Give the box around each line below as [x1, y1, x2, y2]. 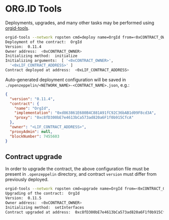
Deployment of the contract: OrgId [5, 39, 82, 44]
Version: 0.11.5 [5, 196, 42, 201]
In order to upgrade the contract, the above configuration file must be [5, 166, 149, 172]
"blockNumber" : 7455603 [10, 134, 59, 139]
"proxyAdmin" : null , [10, 129, 53, 134]
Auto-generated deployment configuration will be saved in [5, 77, 126, 83]
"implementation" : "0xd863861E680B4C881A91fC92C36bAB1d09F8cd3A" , [14, 110, 156, 116]
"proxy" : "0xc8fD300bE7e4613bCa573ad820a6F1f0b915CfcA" [14, 115, 134, 120]
